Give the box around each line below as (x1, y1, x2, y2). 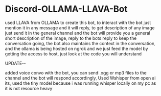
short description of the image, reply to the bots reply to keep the (5, 35, 137, 41)
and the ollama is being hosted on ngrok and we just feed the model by (5, 46, 148, 51)
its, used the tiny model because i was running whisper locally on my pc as (5, 80, 156, 86)
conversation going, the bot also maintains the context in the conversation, (5, 40, 156, 46)
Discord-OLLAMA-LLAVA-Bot (5, 3, 128, 15)
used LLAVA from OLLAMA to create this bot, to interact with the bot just (5, 20, 151, 25)
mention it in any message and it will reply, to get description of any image (5, 24, 155, 30)
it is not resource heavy (5, 85, 53, 91)
